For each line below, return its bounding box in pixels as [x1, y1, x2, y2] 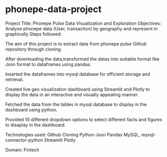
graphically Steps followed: [5, 31, 62, 37]
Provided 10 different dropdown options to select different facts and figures [5, 116, 162, 122]
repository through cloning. [5, 46, 62, 52]
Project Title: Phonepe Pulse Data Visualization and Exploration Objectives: [5, 20, 161, 26]
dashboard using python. [5, 107, 58, 113]
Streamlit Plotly [44, 137, 76, 143]
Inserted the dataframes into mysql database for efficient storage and [5, 71, 150, 77]
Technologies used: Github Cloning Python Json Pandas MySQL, [5, 131, 141, 137]
